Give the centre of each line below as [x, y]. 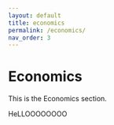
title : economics [37, 23]
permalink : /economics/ [47, 30]
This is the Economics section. [58, 99]
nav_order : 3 [29, 38]
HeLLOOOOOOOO [38, 114]
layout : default [35, 15]
